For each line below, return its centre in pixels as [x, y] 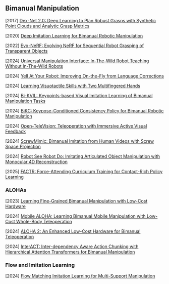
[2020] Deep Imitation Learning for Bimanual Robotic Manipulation [74, 35]
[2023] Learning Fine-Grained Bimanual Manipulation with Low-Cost [76, 201]
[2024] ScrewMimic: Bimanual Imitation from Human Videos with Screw [80, 141]
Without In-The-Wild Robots [34, 66]
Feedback [16, 131]
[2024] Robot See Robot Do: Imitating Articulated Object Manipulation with [83, 156]
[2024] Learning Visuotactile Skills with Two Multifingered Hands [73, 86]
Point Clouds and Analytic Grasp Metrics [47, 26]
